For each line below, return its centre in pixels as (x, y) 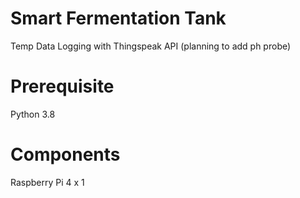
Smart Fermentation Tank (118, 18)
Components (65, 154)
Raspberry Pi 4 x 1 (47, 182)
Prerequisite (62, 86)
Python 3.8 (33, 114)
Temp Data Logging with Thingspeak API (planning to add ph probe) (151, 46)
